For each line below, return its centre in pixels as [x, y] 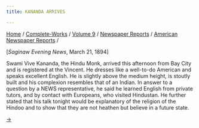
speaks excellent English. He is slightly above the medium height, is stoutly [98, 76]
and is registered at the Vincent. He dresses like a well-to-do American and [99, 70]
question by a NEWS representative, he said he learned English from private [99, 88]
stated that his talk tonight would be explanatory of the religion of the [91, 101]
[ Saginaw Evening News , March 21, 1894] [57, 52]
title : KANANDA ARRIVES [36, 12]
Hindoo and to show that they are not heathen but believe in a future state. [98, 107]
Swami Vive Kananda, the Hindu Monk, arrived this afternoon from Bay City [99, 63]
